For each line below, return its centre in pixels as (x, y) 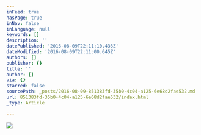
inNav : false (23, 23)
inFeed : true (23, 12)
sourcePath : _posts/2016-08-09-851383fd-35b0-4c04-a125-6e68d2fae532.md (101, 92)
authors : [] (21, 57)
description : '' (27, 40)
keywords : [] (23, 35)
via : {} (16, 80)
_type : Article (26, 103)
